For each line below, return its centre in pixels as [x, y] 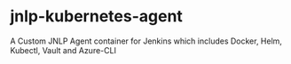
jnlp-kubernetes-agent [96, 16]
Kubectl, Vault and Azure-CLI [63, 50]
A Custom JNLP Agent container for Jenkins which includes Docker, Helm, [146, 41]
